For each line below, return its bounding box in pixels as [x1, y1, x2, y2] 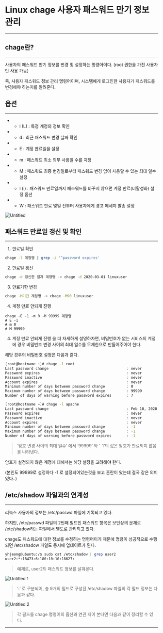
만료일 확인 [12, 246, 33, 252]
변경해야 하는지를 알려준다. [5, 84, 56, 90]
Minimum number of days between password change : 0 [5, 384, 133, 389]
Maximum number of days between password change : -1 [5, 429, 136, 434]
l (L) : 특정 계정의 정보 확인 [19, 123, 70, 129]
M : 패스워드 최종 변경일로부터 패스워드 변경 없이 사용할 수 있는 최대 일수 [19, 168, 156, 174]
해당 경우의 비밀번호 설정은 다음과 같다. [5, 352, 79, 357]
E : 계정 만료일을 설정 [19, 146, 60, 151]
